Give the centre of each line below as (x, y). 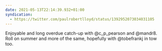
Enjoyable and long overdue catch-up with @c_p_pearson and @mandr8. (81, 33)
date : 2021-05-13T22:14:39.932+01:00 (45, 10)
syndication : (19, 14)
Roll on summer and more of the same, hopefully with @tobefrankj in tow (81, 38)
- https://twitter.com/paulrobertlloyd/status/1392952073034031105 (82, 19)
